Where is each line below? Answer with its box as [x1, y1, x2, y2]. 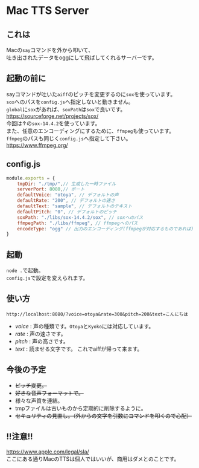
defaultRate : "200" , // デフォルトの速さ [17, 198, 116, 204]
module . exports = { [6, 175, 55, 181]
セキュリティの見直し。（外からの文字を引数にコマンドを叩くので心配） [14, 412, 192, 419]
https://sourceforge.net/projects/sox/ [6, 112, 99, 120]
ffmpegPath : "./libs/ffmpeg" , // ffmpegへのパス [17, 220, 138, 226]
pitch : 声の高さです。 [14, 337, 69, 345]
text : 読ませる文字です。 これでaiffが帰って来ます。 [14, 345, 143, 353]
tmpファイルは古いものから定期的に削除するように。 [14, 405, 147, 412]
